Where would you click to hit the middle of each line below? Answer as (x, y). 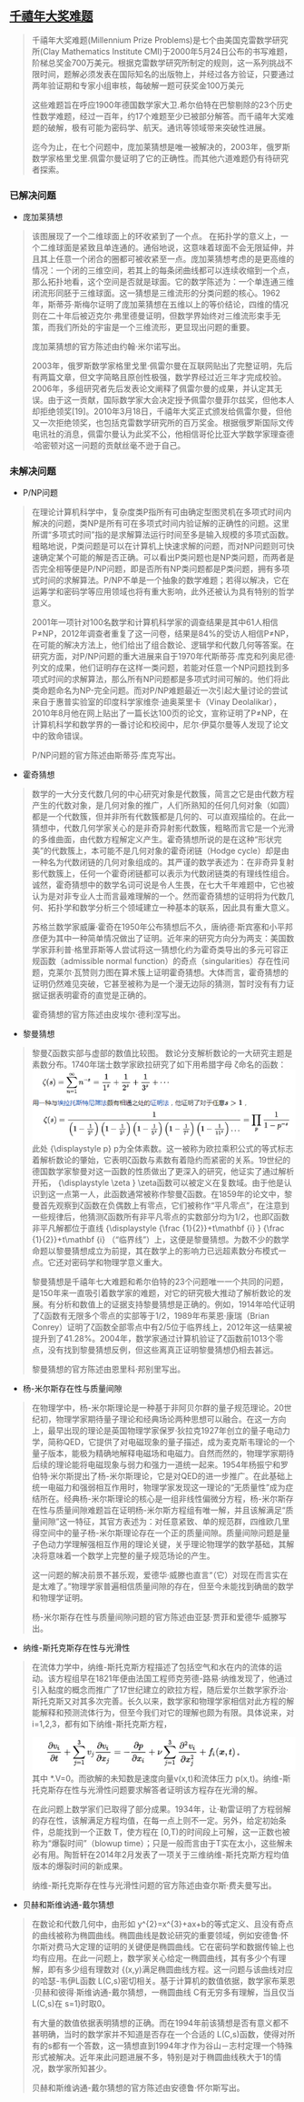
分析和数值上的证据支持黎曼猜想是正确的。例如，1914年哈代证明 (175, 1304)
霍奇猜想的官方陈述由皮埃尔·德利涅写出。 (108, 1015)
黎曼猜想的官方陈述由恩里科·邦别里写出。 (108, 1369)
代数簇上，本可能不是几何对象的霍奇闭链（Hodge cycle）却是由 (170, 851)
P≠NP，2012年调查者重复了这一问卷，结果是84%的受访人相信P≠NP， (162, 634)
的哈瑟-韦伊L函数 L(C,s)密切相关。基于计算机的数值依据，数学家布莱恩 (163, 1980)
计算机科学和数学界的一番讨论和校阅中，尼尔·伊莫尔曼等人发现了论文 (160, 725)
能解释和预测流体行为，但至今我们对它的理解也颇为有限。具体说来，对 (163, 1713)
